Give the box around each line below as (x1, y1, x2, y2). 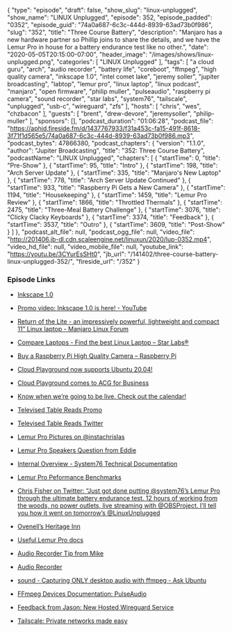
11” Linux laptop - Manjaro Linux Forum (17, 325, 129, 333)
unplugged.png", (7, 58, 56, 65)
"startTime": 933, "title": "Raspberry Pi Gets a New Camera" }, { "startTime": (7, 184, 226, 191)
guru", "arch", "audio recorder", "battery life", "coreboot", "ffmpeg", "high (7, 65, 217, 73)
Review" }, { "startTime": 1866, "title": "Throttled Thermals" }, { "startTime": (7, 198, 222, 206)
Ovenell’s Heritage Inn (17, 522, 81, 531)
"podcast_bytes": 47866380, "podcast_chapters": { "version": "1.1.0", (7, 139, 206, 147)
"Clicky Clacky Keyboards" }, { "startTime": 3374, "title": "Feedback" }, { (7, 213, 214, 221)
